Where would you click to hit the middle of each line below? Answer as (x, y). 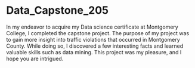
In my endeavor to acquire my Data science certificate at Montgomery (92, 27)
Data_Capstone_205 (58, 10)
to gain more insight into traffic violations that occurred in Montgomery (93, 39)
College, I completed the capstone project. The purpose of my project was (98, 33)
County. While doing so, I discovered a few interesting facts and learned (95, 46)
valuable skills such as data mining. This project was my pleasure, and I (94, 52)
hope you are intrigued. (35, 58)
